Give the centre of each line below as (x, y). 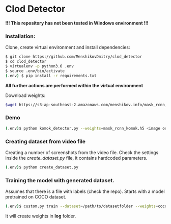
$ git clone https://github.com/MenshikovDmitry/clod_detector (74, 57)
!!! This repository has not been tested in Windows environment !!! (77, 23)
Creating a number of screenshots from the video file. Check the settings (82, 152)
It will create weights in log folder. (41, 216)
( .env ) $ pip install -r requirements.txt (51, 76)
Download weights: (25, 95)
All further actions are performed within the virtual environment (74, 85)
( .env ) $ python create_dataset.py (42, 167)
